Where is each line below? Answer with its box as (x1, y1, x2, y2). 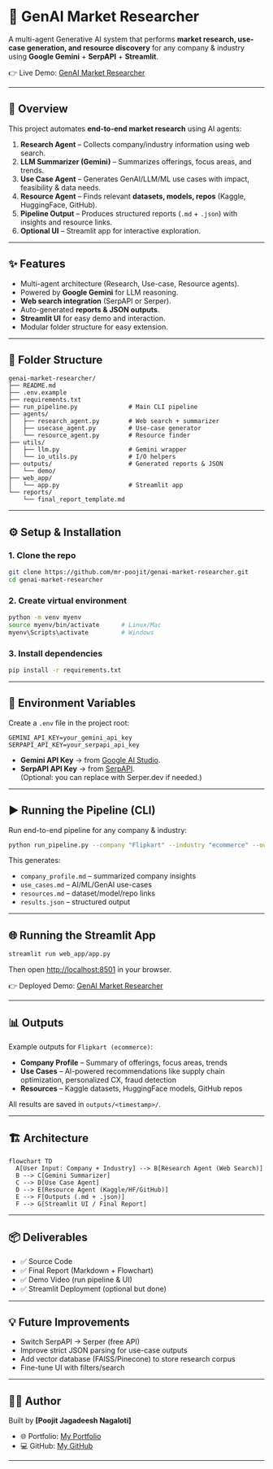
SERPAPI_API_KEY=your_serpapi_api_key (8, 740, 140, 749)
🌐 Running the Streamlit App (8, 928, 156, 942)
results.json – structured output (19, 897, 131, 907)
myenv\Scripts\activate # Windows (8, 628, 154, 637)
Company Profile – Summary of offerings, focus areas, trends (19, 1057, 227, 1067)
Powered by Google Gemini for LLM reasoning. (19, 287, 179, 297)
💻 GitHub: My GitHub (19, 1441, 93, 1451)
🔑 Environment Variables (8, 696, 136, 710)
